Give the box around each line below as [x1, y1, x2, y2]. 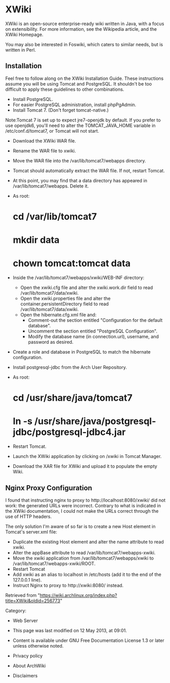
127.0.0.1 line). [12, 577, 42, 583]
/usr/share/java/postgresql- [34, 416, 156, 427]
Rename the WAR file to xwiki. [12, 148, 76, 154]
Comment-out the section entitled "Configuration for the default [28, 317, 163, 323]
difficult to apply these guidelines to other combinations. [5, 86, 124, 92]
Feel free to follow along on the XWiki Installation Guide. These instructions [5, 75, 164, 81]
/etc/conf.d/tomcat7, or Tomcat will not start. [5, 128, 99, 134]
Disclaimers [12, 673, 38, 678]
